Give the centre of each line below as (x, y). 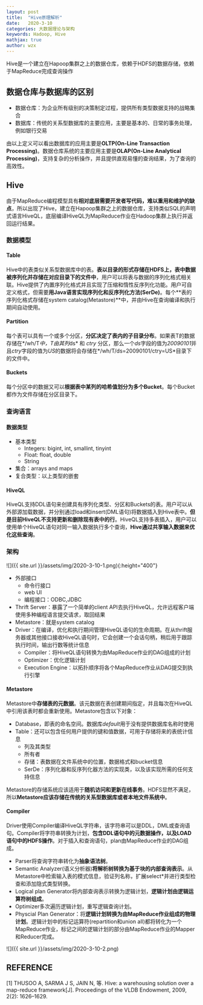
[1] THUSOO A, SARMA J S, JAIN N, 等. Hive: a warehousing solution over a (100, 983)
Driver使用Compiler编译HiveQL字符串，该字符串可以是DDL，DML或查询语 (98, 825)
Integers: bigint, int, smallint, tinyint (68, 449)
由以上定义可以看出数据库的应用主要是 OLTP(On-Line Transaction (88, 143)
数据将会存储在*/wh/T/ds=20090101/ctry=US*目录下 (126, 351)
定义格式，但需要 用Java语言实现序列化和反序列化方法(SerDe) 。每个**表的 (99, 292)
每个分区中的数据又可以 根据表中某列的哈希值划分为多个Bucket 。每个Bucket (101, 387)
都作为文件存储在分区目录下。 (43, 394)
